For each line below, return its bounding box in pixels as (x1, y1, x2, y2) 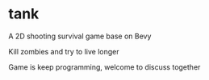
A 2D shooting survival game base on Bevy (8, 31, 152, 41)
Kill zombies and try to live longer (8, 46, 119, 56)
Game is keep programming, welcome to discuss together (8, 62, 201, 72)
